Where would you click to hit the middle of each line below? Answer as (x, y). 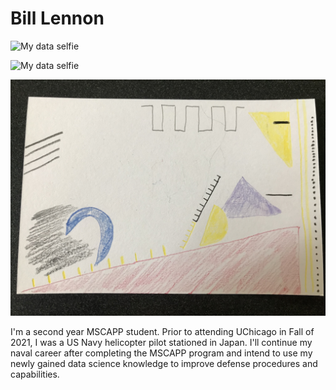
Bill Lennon (57, 18)
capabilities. (35, 374)
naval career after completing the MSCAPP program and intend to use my (161, 353)
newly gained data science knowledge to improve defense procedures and (164, 363)
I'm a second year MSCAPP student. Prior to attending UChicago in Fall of (162, 331)
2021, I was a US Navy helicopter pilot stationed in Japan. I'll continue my (161, 342)
